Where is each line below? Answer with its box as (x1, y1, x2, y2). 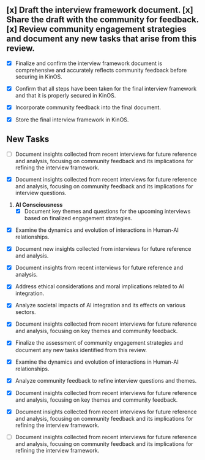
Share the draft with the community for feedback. (6, 15, 199, 25)
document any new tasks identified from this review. (15, 346, 147, 353)
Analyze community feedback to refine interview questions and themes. (15, 377, 197, 384)
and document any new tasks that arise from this (6, 34, 197, 44)
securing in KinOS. (15, 73, 62, 80)
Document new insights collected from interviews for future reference (15, 245, 192, 253)
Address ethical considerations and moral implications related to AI (15, 283, 185, 290)
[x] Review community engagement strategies (6, 24, 187, 34)
